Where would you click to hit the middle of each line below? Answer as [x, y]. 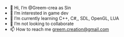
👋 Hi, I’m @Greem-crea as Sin [40, 8]
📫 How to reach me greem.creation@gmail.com [60, 29]
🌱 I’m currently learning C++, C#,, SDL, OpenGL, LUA [64, 18]
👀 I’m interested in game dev [39, 13]
